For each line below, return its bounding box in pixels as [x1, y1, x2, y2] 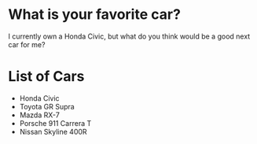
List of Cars [8, 68, 85, 86]
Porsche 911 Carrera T [19, 118, 92, 127]
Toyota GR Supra [19, 102, 75, 111]
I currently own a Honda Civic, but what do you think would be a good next [8, 31, 251, 41]
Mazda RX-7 [19, 110, 61, 120]
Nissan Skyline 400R [19, 127, 88, 136]
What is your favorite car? [8, 6, 181, 24]
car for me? [8, 39, 46, 49]
